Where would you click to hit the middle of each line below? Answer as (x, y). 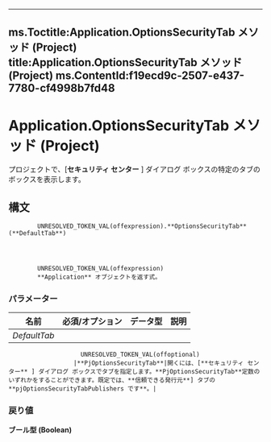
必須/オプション (92, 321)
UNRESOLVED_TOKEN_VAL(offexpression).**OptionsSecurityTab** (142, 226)
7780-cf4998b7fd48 (62, 88)
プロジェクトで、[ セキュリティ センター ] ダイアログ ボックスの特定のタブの (134, 169)
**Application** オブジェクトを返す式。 (99, 277)
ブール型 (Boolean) (40, 430)
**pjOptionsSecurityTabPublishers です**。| (83, 389)
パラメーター (33, 299)
